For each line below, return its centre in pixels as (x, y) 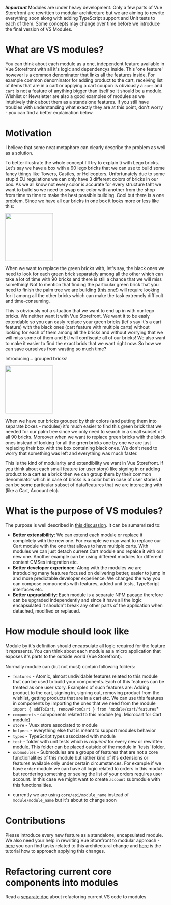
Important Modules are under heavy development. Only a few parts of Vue (84, 7)
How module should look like (67, 631)
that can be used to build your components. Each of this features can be (88, 681)
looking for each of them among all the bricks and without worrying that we (84, 332)
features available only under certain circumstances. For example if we (87, 763)
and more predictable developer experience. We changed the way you (87, 578)
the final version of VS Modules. (39, 29)
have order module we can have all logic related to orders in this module (88, 768)
